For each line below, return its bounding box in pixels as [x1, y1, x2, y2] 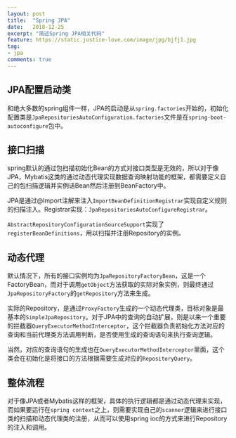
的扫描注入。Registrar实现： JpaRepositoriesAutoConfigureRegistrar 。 [7, 205, 212, 214]
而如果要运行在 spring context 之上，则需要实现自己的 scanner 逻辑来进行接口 [7, 406, 228, 413]
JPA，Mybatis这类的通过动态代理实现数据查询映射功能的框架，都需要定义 [7, 173, 221, 181]
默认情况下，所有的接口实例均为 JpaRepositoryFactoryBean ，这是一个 [7, 271, 206, 280]
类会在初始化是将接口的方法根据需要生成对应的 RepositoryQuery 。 [7, 354, 197, 363]
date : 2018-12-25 [7, 23, 65, 30]
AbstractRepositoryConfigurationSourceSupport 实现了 [7, 220, 164, 228]
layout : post [7, 10, 46, 18]
